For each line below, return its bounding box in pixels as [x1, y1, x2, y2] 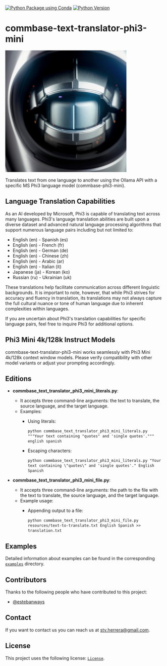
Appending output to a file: [27, 507, 83, 514]
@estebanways [12, 599, 45, 605]
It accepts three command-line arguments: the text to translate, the [20, 398, 160, 404]
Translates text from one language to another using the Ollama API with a [5, 177, 157, 183]
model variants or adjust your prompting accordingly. [5, 360, 116, 366]
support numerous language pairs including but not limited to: [5, 227, 134, 233]
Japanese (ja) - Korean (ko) [12, 269, 70, 275]
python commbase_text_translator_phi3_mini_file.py [27, 518, 139, 523]
